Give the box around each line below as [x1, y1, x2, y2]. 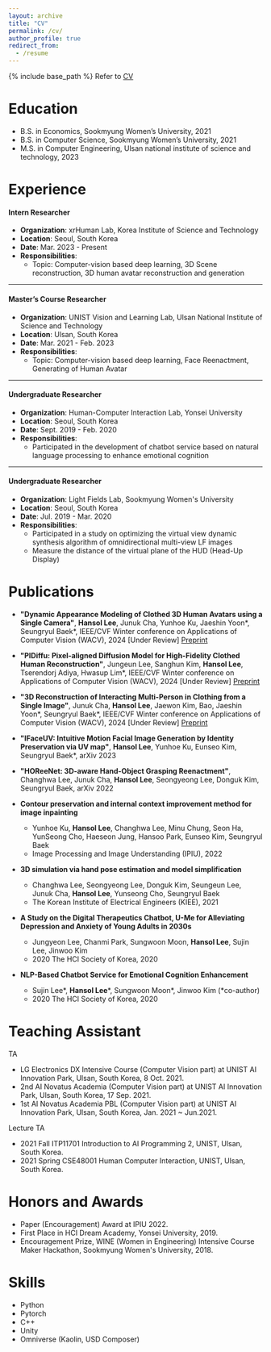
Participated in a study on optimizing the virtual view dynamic [31, 528, 237, 538]
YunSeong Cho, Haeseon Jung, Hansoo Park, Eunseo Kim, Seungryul [31, 832, 263, 841]
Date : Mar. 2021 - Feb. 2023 [19, 338, 115, 348]
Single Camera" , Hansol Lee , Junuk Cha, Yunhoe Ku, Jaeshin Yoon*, [19, 618, 250, 628]
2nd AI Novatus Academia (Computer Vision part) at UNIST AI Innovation [19, 1082, 262, 1091]
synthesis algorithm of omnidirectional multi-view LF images [31, 537, 233, 547]
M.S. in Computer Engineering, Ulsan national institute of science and [19, 143, 252, 153]
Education [8, 100, 78, 118]
